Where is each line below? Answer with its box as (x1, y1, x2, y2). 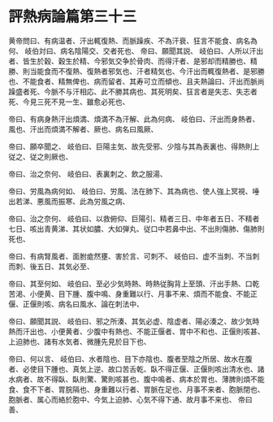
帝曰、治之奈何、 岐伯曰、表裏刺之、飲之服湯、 (8, 168, 167, 179)
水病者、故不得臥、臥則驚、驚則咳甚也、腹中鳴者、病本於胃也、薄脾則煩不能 (8, 374, 265, 384)
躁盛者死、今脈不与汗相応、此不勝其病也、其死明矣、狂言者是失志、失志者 (8, 86, 258, 96)
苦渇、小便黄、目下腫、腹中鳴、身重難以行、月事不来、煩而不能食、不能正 (8, 289, 258, 298)
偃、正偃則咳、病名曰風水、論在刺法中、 (8, 298, 144, 309)
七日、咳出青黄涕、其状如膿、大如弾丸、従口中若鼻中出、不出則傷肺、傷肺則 (8, 224, 265, 233)
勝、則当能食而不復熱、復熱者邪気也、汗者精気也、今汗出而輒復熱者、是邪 (8, 66, 258, 76)
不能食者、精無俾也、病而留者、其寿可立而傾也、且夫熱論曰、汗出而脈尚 (22, 76, 265, 86)
